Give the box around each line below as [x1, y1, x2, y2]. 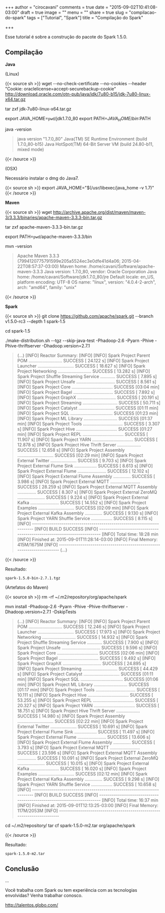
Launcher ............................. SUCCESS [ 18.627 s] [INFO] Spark [17, 363, 146, 369]
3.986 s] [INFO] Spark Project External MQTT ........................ [17, 479, 140, 484]
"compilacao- [129, 9, 157, 15]
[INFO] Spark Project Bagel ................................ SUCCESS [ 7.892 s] [17, 389, 155, 395]
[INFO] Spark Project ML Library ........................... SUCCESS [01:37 [17, 415, 153, 421]
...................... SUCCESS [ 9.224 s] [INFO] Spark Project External [17, 494, 149, 500]
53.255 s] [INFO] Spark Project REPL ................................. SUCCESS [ [17, 697, 159, 703]
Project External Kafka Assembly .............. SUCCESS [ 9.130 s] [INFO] [17, 510, 159, 516]
